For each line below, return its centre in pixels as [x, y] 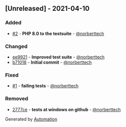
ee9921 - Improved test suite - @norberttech [58, 57]
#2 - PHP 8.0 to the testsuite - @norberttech [58, 33]
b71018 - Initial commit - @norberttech [52, 62]
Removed [17, 99]
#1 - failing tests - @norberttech [45, 86]
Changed [16, 46]
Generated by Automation [31, 119]
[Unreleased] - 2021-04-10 [47, 9]
